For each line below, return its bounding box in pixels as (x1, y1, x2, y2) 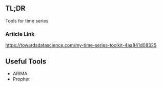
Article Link (5, 30, 35, 37)
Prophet (12, 76, 30, 82)
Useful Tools (5, 57, 47, 66)
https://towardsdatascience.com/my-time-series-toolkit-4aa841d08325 (5, 42, 157, 48)
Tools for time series (5, 17, 49, 24)
